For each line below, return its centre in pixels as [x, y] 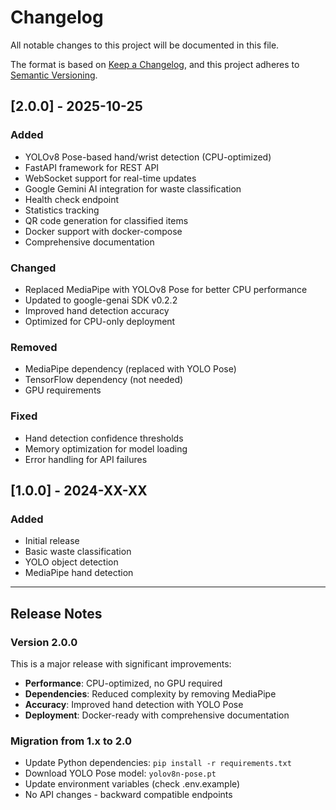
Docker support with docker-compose [103, 231]
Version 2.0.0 [44, 642]
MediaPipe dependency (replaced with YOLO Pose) [130, 369]
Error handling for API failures [86, 459]
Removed [34, 347]
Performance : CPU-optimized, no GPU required [123, 683]
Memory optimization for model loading [106, 448]
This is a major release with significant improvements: [121, 663]
